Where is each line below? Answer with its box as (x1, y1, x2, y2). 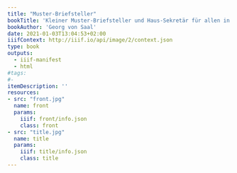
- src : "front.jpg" (7, 96, 65, 103)
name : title (13, 135, 50, 142)
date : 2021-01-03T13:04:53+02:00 (7, 30, 106, 37)
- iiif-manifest (13, 56, 62, 64)
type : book (7, 43, 40, 50)
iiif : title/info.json (20, 148, 87, 155)
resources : (7, 89, 40, 96)
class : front (20, 121, 59, 129)
